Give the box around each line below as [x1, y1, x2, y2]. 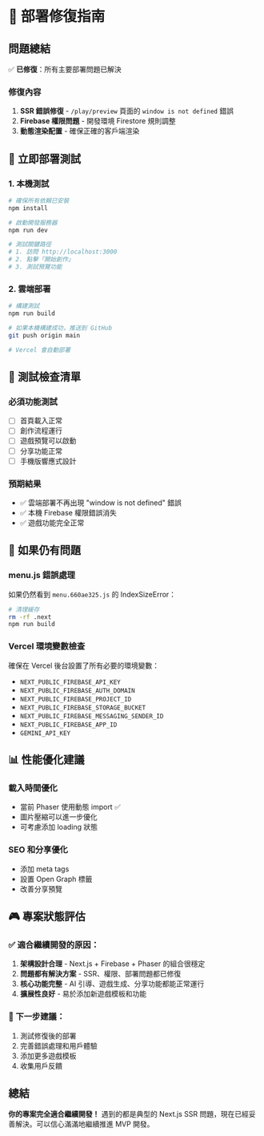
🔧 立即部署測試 [8, 152, 82, 165]
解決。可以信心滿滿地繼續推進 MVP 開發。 [14, 1119, 154, 1129]
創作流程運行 [19, 426, 62, 435]
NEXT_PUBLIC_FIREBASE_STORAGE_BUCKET [19, 703, 146, 712]
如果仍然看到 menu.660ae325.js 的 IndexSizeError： [8, 589, 177, 599]
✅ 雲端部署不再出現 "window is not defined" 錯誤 [19, 498, 182, 507]
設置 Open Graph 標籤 [19, 874, 93, 883]
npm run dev [8, 226, 48, 234]
